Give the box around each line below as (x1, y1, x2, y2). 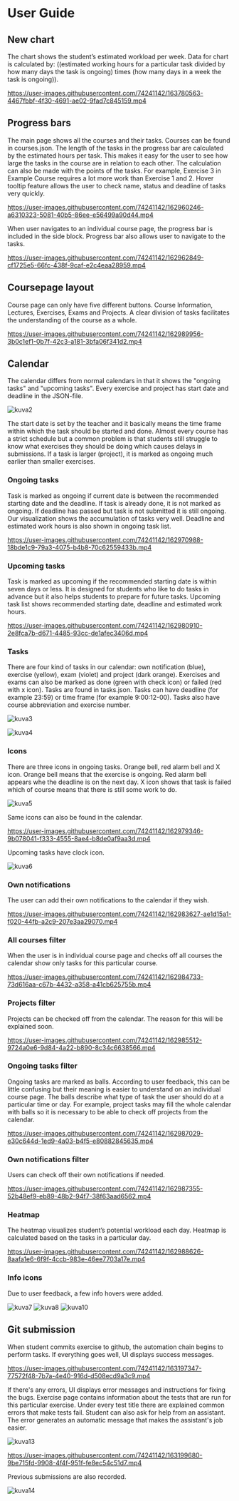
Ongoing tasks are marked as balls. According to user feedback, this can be (7, 1077, 230, 1086)
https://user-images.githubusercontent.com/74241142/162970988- (7, 535, 204, 544)
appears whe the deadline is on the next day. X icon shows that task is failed (7, 778, 232, 786)
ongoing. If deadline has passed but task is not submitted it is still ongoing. (7, 507, 226, 515)
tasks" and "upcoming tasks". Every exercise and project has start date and (7, 384, 229, 393)
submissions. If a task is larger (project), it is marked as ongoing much (7, 449, 213, 458)
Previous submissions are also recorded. (7, 1472, 127, 1481)
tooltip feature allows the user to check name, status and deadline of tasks (7, 181, 226, 190)
